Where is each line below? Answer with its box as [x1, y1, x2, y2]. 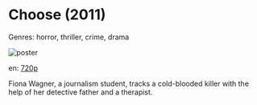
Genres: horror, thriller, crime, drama [8, 32, 130, 42]
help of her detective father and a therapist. [8, 87, 153, 97]
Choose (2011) [8, 6, 106, 24]
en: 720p [8, 63, 39, 73]
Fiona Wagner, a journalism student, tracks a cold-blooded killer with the [8, 79, 250, 88]
